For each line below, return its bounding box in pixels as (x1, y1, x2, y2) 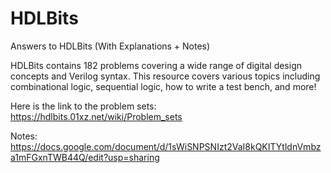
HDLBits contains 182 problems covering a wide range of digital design (10, 59, 302, 71)
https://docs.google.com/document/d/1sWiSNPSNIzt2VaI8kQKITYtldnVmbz (10, 140, 322, 152)
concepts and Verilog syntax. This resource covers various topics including (10, 70, 321, 82)
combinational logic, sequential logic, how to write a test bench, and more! (10, 80, 317, 92)
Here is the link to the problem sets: (10, 100, 157, 112)
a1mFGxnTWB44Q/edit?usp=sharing (10, 151, 160, 163)
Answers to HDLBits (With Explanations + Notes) (10, 40, 211, 52)
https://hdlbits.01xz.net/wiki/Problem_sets (10, 110, 183, 122)
